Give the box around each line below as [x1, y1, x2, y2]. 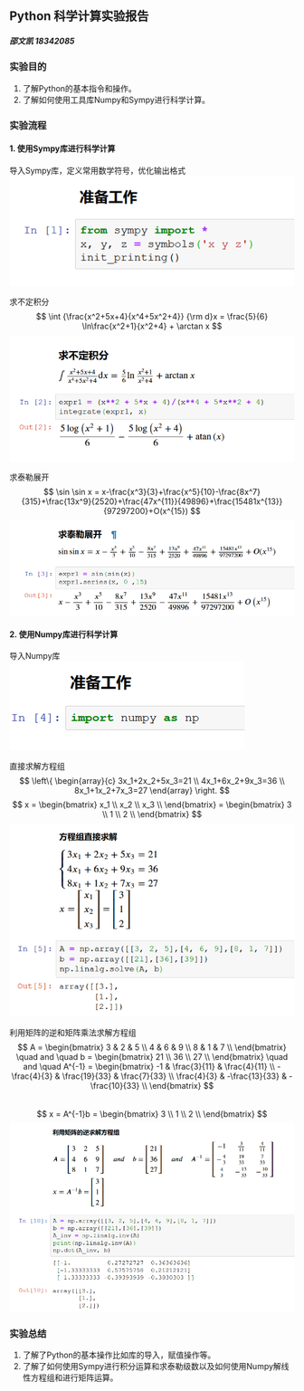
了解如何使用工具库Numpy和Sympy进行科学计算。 [22, 94, 211, 105]
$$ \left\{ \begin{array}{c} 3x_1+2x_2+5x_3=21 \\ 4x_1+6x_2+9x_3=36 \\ [19, 776, 285, 786]
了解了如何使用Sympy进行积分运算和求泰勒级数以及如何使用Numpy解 [22, 1361, 282, 1372]
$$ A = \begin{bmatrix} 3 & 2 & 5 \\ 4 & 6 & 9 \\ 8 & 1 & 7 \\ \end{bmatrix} [17, 1042, 287, 1053]
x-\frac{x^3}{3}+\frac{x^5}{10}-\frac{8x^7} [101, 486, 261, 497]
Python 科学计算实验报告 [9, 8, 149, 24]
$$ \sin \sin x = [43, 486, 100, 497]
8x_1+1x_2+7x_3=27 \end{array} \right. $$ [73, 786, 231, 796]
